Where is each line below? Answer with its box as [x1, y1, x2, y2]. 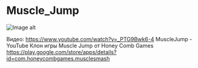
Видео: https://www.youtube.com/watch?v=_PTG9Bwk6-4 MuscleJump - [6, 35, 193, 42]
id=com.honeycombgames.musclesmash [6, 55, 110, 62]
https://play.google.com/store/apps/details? [6, 48, 117, 55]
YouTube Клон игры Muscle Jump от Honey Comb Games [6, 42, 154, 49]
